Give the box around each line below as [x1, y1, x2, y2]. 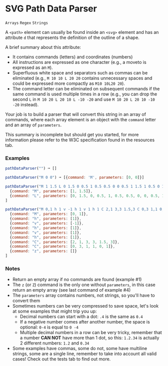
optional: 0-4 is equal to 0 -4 [19, 324, 79, 330]
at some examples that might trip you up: [12, 308, 97, 315]
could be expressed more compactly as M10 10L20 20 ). [12, 80, 125, 86]
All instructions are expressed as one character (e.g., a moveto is [12, 59, 146, 65]
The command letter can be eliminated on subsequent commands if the [12, 85, 160, 91]
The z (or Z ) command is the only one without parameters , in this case [12, 282, 156, 288]
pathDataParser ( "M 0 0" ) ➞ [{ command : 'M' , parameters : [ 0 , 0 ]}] [5, 175, 144, 180]
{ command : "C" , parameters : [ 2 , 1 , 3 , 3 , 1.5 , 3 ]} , [9, 239, 120, 245]
